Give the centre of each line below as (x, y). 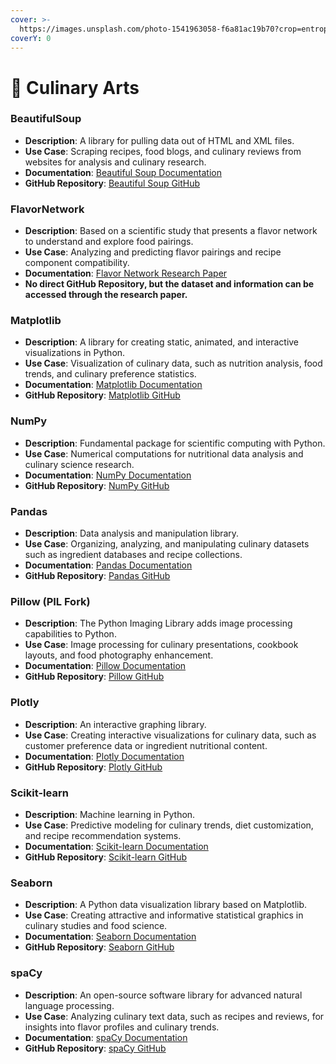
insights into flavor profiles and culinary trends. (122, 1027)
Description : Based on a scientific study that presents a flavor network (171, 231)
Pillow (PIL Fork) (50, 601)
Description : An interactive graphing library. (115, 724)
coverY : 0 (31, 38)
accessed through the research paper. (106, 295)
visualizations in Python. (75, 353)
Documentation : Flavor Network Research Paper (126, 273)
